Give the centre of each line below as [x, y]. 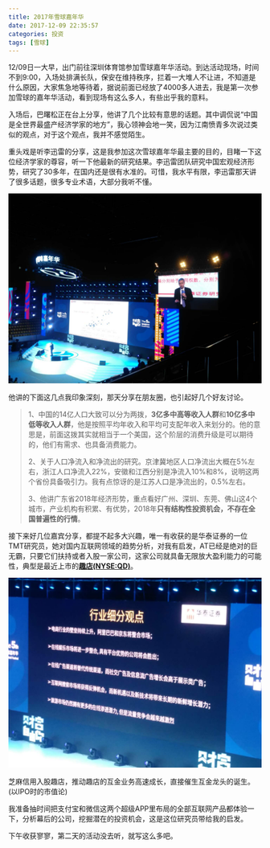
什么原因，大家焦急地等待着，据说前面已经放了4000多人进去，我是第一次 [130, 88]
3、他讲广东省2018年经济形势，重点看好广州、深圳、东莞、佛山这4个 [143, 499]
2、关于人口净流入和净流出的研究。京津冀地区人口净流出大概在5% [138, 461]
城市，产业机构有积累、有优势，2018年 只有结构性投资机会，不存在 [138, 509]
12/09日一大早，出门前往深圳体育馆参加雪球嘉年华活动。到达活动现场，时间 [134, 68]
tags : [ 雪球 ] [29, 43]
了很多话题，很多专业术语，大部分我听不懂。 [82, 182]
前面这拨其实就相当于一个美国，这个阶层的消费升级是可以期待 [151, 435]
